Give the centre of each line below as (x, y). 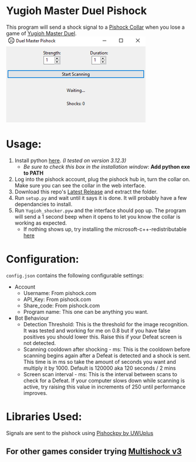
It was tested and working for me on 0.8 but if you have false (97, 330)
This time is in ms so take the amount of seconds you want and (99, 361)
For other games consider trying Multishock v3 (94, 452)
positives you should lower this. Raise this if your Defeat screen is (103, 337)
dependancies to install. (43, 204)
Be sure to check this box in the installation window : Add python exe (107, 166)
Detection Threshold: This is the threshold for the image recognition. (106, 324)
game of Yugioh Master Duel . (41, 33)
